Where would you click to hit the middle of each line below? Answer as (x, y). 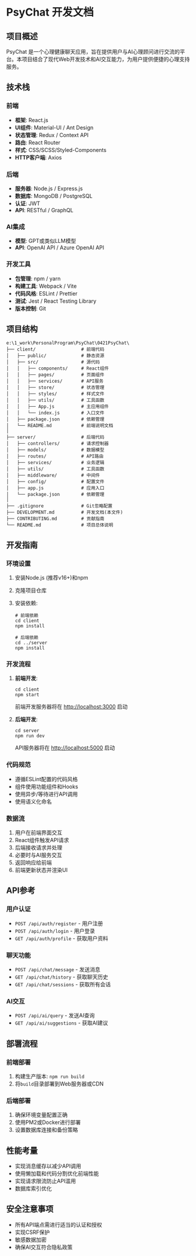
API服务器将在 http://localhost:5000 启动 (65, 748)
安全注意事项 (30, 1209)
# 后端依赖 (27, 638)
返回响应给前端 (33, 862)
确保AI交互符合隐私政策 (44, 1247)
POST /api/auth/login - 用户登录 (55, 931)
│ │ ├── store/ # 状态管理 (55, 388)
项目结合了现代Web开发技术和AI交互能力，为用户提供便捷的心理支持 (106, 59)
